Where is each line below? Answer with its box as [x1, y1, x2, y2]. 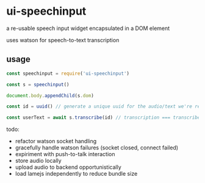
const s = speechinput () [6, 81, 70, 88]
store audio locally [15, 157, 62, 165]
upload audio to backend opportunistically [15, 163, 122, 171]
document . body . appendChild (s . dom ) [6, 92, 95, 99]
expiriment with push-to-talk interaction [15, 151, 115, 158]
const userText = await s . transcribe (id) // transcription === [6, 114, 171, 121]
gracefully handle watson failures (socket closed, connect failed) [15, 144, 179, 151]
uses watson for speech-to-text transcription [6, 36, 120, 43]
